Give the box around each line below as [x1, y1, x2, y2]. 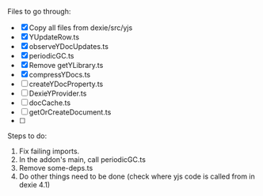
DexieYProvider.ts [29, 89, 87, 98]
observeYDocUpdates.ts [29, 42, 109, 51]
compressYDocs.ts [29, 70, 91, 79]
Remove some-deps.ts [18, 164, 93, 172]
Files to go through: [7, 7, 71, 16]
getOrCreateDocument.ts [29, 107, 112, 117]
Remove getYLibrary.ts [29, 61, 104, 70]
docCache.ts [29, 98, 71, 107]
